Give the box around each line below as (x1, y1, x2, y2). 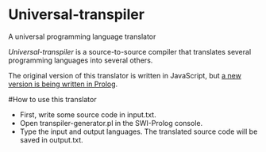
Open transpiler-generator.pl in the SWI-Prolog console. (19, 118, 203, 127)
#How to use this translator (8, 94, 97, 104)
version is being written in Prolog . (8, 79, 118, 89)
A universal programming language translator (8, 32, 156, 41)
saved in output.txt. (19, 135, 83, 144)
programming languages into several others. (8, 55, 153, 65)
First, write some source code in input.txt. (19, 109, 156, 120)
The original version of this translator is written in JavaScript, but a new (8, 70, 242, 80)
